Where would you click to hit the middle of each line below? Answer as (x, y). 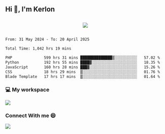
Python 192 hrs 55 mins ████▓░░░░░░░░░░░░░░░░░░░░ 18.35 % (82, 63)
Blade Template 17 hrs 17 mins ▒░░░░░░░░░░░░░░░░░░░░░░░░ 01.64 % (82, 76)
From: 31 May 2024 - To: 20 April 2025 (47, 39)
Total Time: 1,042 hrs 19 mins (38, 49)
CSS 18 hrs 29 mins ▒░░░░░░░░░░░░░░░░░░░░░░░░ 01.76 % (82, 72)
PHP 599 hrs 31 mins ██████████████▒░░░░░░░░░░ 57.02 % (82, 58)
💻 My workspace (27, 90)
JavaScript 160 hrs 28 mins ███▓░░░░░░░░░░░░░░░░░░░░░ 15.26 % (82, 67)
